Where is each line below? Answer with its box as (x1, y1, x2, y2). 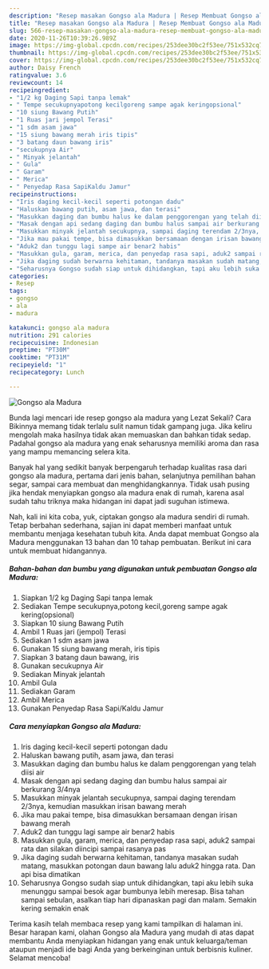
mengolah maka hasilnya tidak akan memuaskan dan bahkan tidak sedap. (9, 430, 251, 439)
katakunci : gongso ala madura (9, 323, 110, 332)
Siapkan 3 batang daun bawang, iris (20, 652, 140, 662)
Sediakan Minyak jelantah (20, 669, 105, 679)
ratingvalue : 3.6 (9, 71, 67, 79)
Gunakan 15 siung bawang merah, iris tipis (20, 643, 160, 653)
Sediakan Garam (20, 686, 76, 696)
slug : (9, 26, 27, 34)
